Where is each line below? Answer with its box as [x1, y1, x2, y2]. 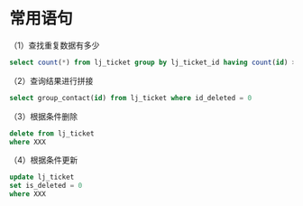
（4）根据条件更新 [9, 154, 78, 165]
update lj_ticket [9, 173, 75, 182]
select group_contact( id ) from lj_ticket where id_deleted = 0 [9, 93, 252, 102]
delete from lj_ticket [9, 128, 95, 138]
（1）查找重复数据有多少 [9, 40, 100, 51]
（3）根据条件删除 [9, 110, 78, 122]
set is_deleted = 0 [9, 182, 83, 191]
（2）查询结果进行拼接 [9, 75, 94, 86]
